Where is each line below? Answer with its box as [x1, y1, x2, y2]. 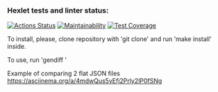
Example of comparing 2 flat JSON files [7, 69, 120, 78]
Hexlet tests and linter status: [7, 6, 109, 15]
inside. [7, 43, 26, 51]
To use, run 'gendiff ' [7, 56, 67, 64]
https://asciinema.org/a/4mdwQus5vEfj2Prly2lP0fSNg [7, 77, 162, 85]
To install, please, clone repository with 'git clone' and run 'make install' [7, 35, 212, 43]
